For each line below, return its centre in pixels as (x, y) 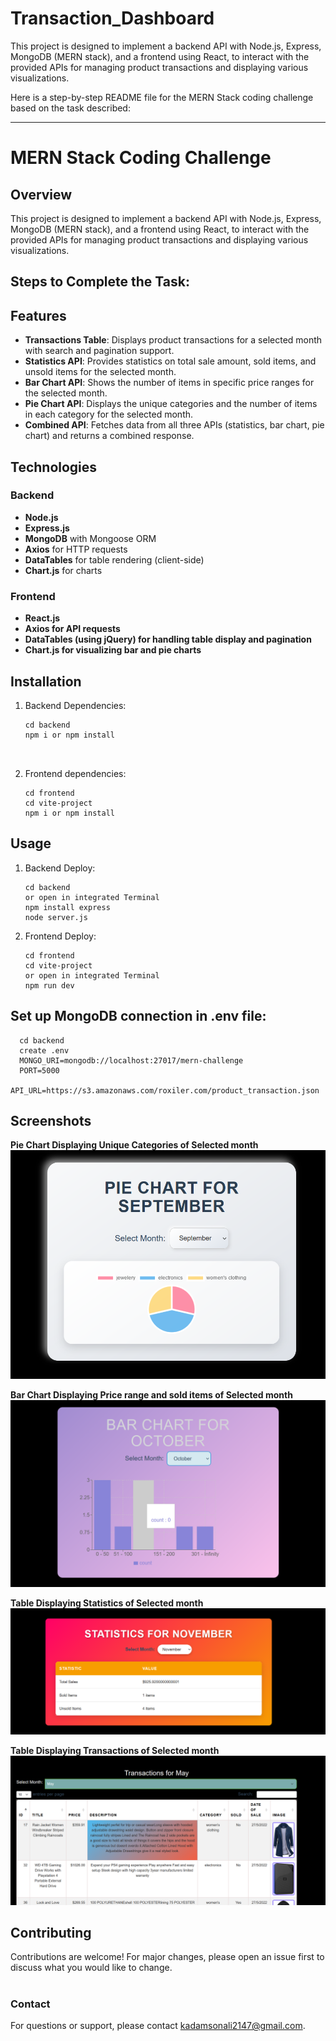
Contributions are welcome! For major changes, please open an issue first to (167, 1957)
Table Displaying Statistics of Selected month (107, 1603)
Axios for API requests (72, 629)
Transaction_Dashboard (112, 18)
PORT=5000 (39, 1070)
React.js (42, 618)
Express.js (47, 528)
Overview (41, 194)
